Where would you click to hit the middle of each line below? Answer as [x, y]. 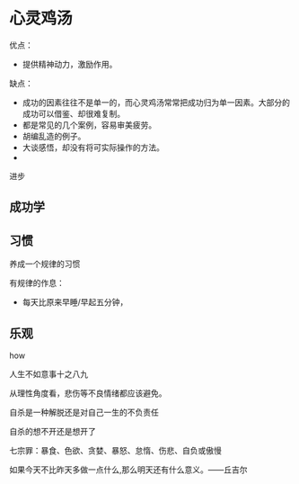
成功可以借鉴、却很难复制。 [74, 113]
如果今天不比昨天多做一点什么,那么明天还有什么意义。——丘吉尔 [129, 470]
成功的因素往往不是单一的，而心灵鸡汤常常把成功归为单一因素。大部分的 [156, 102]
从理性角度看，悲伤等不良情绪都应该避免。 [88, 393]
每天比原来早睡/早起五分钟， [75, 302]
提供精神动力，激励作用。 [70, 64]
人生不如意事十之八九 [48, 373]
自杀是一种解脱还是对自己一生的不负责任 [84, 412]
